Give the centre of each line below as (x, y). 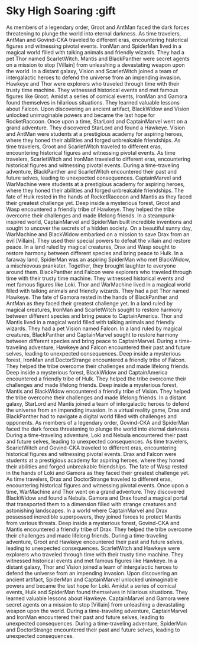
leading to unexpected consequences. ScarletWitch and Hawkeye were (93, 548)
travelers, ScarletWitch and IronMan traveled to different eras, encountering (98, 159)
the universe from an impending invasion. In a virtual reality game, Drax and (98, 410)
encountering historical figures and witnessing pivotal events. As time (91, 152)
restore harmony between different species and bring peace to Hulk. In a (95, 253)
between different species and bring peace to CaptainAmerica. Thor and (95, 316)
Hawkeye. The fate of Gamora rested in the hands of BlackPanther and (92, 297)
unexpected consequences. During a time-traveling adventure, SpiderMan (97, 623)
